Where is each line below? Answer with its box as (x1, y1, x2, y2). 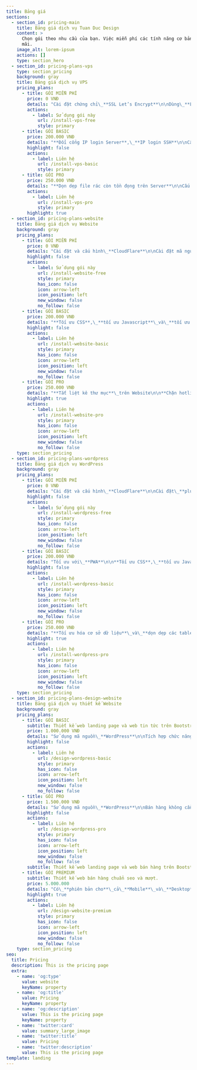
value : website (21, 979, 59, 985)
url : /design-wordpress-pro (37, 826, 107, 833)
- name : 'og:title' (16, 990, 64, 996)
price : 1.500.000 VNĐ (27, 799, 80, 805)
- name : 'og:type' (16, 973, 62, 979)
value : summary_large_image (21, 1028, 91, 1034)
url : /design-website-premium (37, 908, 111, 914)
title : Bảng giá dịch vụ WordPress (16, 461, 104, 467)
